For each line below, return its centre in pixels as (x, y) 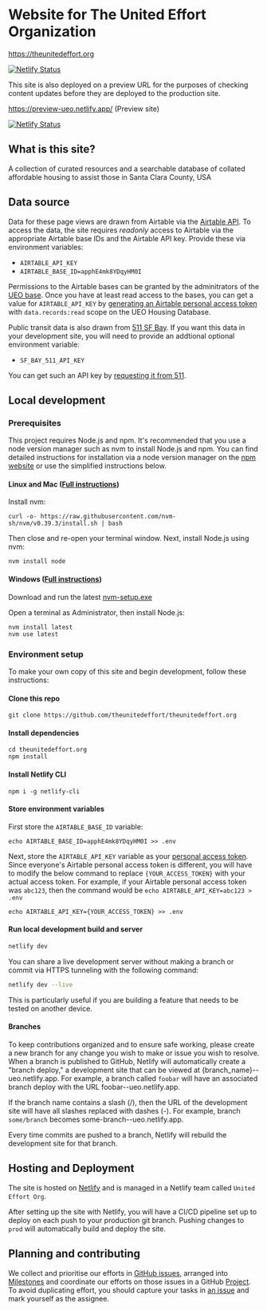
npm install (28, 757)
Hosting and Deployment (71, 1168)
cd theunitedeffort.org (48, 750)
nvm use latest (33, 634)
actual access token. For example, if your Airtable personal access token (128, 881)
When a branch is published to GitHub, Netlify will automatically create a (127, 1061)
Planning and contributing (75, 1254)
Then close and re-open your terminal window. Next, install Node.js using (129, 538)
